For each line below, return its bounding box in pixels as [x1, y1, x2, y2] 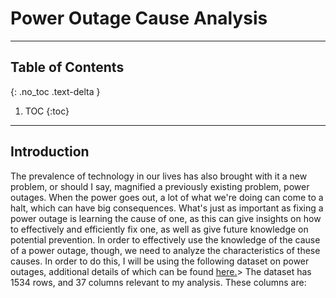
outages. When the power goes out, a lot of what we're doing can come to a [10, 191, 324, 203]
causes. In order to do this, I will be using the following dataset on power [10, 255, 310, 267]
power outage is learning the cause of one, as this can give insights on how [10, 212, 322, 224]
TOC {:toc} [24, 105, 70, 117]
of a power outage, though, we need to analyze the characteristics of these [10, 244, 321, 256]
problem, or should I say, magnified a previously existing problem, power [10, 180, 310, 192]
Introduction [10, 143, 90, 161]
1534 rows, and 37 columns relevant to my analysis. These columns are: [10, 276, 307, 288]
